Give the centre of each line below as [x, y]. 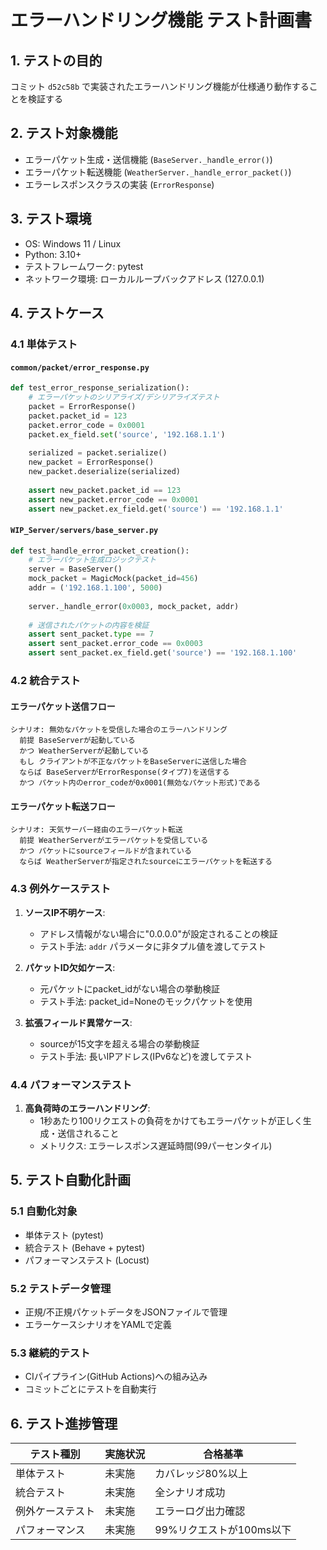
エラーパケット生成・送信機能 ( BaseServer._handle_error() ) [148, 159]
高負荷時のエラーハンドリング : [87, 1108]
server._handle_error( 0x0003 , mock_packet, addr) [134, 606]
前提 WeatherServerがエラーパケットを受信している [114, 841]
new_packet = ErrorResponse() [91, 462]
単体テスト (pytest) [64, 1235]
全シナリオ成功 [190, 1493]
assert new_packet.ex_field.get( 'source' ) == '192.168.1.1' [156, 509]
